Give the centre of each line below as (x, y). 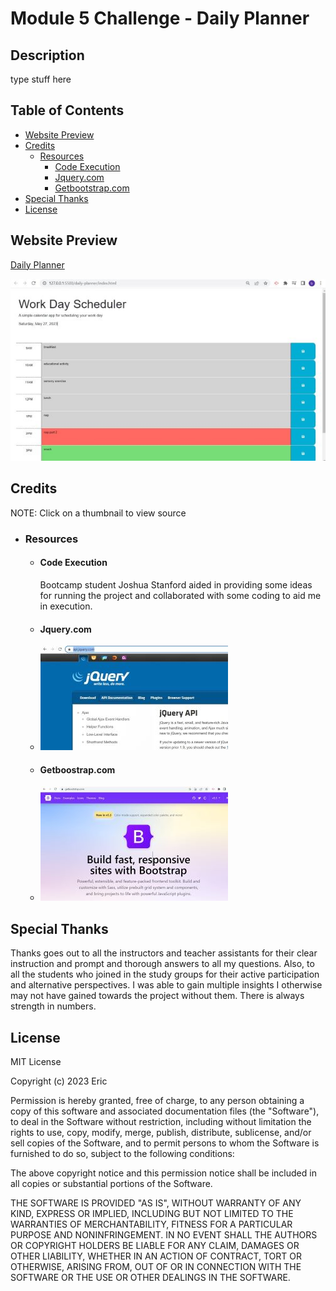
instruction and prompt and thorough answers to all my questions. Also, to (162, 964)
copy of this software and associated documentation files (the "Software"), (165, 1111)
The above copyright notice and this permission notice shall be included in (163, 1173)
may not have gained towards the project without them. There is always (157, 996)
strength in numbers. (53, 1006)
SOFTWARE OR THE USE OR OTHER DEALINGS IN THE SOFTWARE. (150, 1278)
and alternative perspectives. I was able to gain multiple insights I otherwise (166, 985)
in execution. (66, 606)
